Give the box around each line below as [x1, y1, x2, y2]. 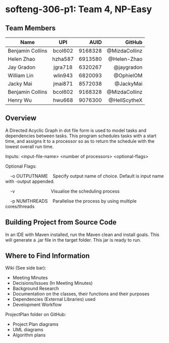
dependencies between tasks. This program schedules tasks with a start [5, 133, 157, 139]
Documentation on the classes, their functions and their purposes [12, 291, 150, 297]
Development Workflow [12, 301, 62, 308]
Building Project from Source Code [5, 218, 117, 226]
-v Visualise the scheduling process [10, 188, 120, 194]
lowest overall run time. [5, 143, 54, 149]
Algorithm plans [12, 332, 46, 338]
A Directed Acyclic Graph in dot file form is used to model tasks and [5, 127, 147, 133]
